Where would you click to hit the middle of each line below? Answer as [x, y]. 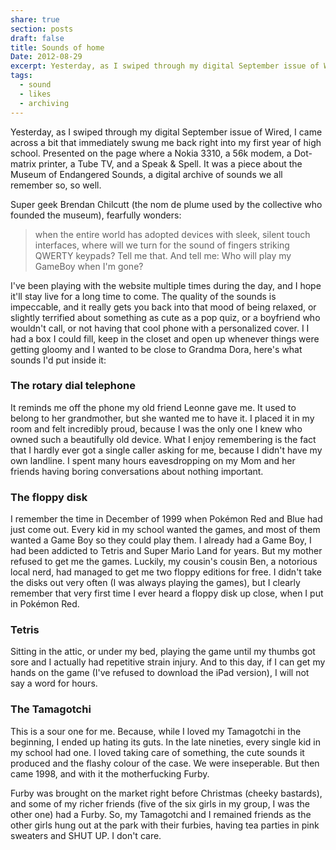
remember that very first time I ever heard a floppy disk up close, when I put [167, 593]
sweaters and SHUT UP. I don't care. [86, 835]
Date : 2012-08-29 [46, 57]
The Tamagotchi [51, 709]
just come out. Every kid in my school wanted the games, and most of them [165, 530]
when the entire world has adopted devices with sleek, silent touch [172, 234]
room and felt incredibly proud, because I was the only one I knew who [156, 428]
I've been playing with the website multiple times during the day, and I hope [166, 285]
